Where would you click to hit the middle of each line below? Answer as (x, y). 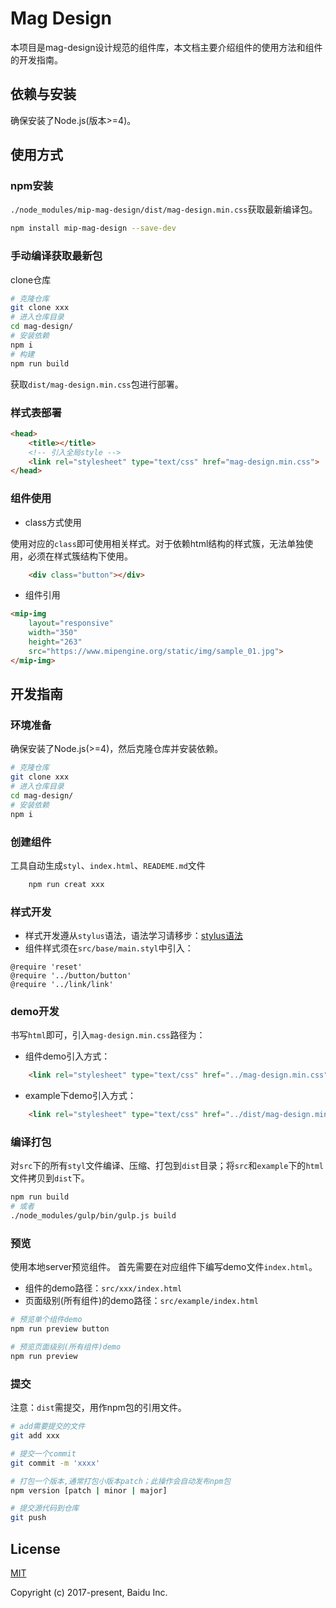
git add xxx (35, 1436)
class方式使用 (53, 522)
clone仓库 (31, 279)
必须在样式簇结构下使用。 (80, 556)
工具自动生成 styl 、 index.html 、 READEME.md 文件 (108, 865)
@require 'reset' (46, 967)
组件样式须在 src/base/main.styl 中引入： (109, 948)
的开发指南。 (36, 59)
